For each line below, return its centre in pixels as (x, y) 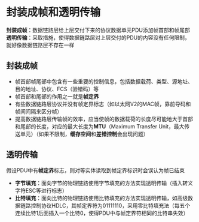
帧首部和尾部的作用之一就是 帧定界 (57, 96)
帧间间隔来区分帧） (39, 111)
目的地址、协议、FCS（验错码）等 (57, 89)
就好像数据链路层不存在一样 (40, 45)
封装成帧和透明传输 (53, 12)
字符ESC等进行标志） (41, 190)
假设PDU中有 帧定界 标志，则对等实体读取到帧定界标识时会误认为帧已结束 (96, 170)
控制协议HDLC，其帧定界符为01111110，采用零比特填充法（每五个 (110, 205)
